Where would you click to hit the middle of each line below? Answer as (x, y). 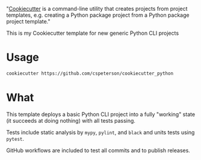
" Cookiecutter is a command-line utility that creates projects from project (97, 9)
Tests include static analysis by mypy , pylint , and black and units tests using (100, 132)
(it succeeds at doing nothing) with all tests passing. (71, 120)
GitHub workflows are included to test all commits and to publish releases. (98, 150)
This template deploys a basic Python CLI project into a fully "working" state (101, 114)
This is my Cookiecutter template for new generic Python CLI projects (93, 33)
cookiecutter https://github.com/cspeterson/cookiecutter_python (90, 73)
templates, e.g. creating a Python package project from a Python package (98, 15)
